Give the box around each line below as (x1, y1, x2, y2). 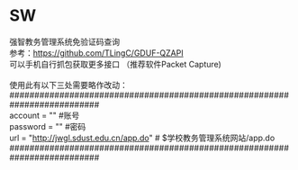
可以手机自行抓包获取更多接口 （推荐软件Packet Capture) (9, 58, 222, 69)
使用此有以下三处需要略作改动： (9, 79, 128, 90)
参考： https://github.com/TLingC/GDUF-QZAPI (9, 47, 184, 58)
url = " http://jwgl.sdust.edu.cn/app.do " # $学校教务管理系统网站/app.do (9, 132, 275, 143)
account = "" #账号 (9, 110, 80, 121)
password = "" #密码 (9, 121, 86, 131)
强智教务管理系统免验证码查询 (9, 36, 120, 47)
